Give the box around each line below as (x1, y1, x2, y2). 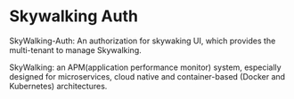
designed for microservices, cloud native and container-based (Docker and (9, 71, 286, 81)
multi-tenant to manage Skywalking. (9, 44, 143, 55)
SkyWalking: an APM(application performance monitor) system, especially (9, 62, 282, 72)
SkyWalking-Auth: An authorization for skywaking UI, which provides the (9, 35, 276, 46)
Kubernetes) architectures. (9, 80, 108, 91)
